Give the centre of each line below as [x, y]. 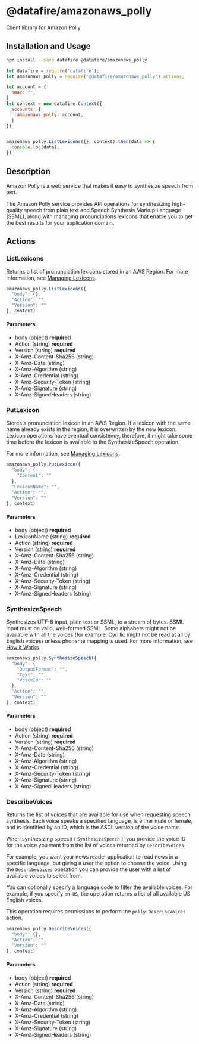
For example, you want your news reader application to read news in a [92, 857]
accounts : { [26, 109]
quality [15, 210]
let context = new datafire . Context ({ [54, 104]
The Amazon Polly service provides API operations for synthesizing [89, 203]
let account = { [26, 87]
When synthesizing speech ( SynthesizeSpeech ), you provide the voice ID [96, 839]
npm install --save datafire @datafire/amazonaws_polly [77, 60]
